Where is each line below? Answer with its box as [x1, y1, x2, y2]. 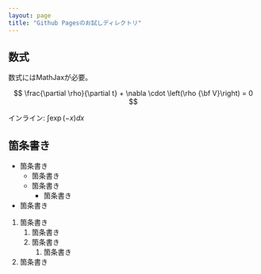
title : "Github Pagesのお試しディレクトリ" [8, 19, 142, 27]
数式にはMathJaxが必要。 [8, 73, 93, 82]
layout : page [8, 11, 52, 20]
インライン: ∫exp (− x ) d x [8, 113, 85, 123]
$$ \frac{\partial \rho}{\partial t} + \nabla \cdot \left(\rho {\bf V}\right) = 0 [13, 89, 254, 98]
